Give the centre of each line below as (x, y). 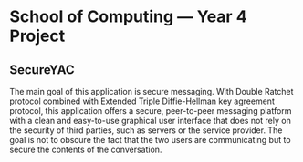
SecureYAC (42, 70)
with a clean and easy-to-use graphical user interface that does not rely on (151, 121)
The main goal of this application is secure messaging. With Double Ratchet (151, 91)
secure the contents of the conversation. (86, 149)
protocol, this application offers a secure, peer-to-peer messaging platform (151, 111)
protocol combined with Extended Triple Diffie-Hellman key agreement (142, 101)
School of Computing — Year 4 (129, 17)
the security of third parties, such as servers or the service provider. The (146, 130)
